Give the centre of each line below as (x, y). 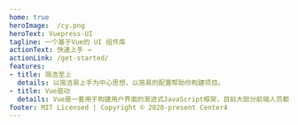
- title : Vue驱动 (40, 91)
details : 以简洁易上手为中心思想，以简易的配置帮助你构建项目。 (121, 83)
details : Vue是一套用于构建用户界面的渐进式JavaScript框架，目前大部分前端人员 (150, 99)
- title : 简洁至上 (41, 75)
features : (27, 67)
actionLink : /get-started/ (59, 58)
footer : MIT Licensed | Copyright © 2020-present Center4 (118, 107)
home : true (29, 17)
